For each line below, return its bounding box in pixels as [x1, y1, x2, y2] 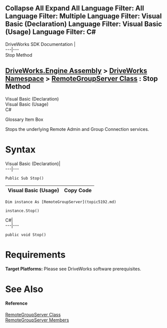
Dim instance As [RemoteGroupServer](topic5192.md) [5, 199, 116, 204]
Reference [5, 300, 28, 306]
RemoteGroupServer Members [5, 317, 69, 323]
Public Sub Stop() [5, 175, 44, 181]
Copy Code [64, 186, 92, 194]
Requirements [5, 249, 66, 260]
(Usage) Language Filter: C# [5, 28, 96, 36]
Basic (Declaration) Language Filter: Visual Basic [5, 20, 162, 28]
